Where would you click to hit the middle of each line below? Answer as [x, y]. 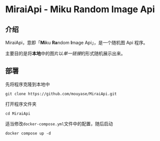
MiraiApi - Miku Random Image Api [80, 9]
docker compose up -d [28, 133]
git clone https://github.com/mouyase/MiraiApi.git [61, 94]
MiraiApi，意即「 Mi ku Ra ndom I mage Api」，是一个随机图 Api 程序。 [77, 43]
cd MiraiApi [18, 114]
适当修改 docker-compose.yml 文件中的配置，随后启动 [59, 124]
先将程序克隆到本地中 [27, 84]
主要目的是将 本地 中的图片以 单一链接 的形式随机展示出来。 [65, 53]
